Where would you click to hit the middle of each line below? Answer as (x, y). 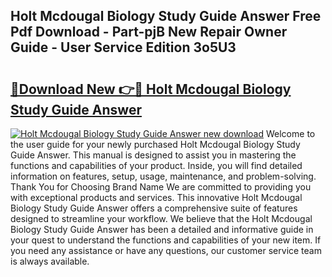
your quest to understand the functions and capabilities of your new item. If (166, 240)
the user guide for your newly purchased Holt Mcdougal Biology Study (155, 144)
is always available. (50, 261)
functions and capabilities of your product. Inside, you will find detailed (156, 165)
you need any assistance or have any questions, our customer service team (166, 250)
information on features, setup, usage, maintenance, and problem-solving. (163, 176)
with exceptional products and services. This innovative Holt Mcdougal (156, 197)
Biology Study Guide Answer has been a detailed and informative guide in (162, 229)
